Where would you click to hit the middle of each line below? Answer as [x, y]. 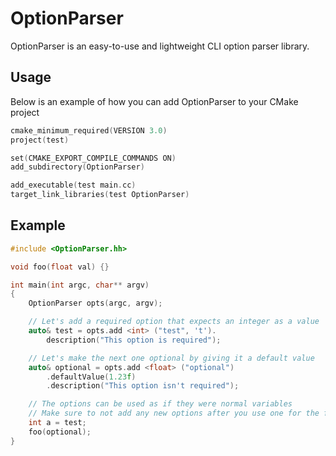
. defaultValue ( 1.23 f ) [91, 377]
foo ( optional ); [60, 432]
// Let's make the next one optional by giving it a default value [171, 358]
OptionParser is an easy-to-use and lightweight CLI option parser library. [160, 46]
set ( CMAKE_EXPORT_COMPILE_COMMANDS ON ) [93, 158]
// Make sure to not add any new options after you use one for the [174, 413]
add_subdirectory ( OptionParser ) [77, 167]
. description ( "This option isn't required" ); [143, 386]
